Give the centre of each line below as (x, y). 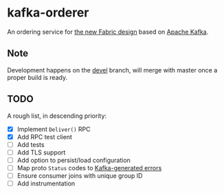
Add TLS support (41, 152)
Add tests (31, 144)
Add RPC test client (44, 136)
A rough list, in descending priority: (57, 116)
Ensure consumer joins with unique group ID (80, 175)
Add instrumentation (46, 183)
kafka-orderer (48, 13)
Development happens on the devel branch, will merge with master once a (112, 70)
